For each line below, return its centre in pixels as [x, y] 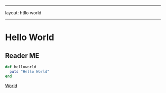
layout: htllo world [23, 13]
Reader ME [22, 56]
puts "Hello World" [30, 71]
